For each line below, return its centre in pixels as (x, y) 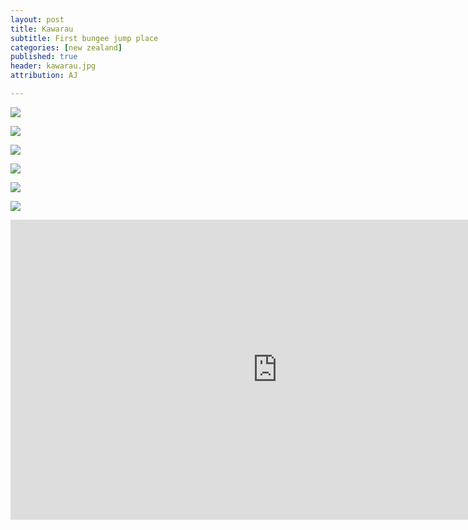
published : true (44, 57)
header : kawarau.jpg (53, 66)
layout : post (37, 19)
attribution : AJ (44, 76)
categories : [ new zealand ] (66, 47)
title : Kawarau (42, 29)
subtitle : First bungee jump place (84, 38)
